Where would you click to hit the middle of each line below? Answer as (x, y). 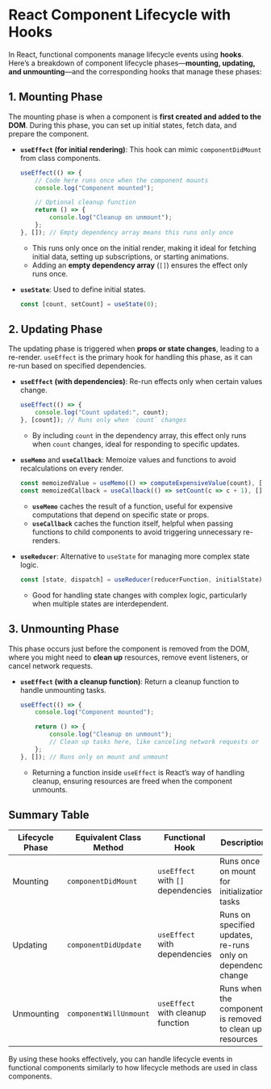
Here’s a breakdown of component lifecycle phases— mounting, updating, (132, 63)
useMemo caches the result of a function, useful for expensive (133, 506)
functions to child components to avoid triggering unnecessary (137, 532)
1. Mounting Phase (56, 97)
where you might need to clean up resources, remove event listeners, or (128, 657)
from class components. (60, 158)
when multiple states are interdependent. (100, 603)
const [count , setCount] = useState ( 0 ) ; (89, 304)
